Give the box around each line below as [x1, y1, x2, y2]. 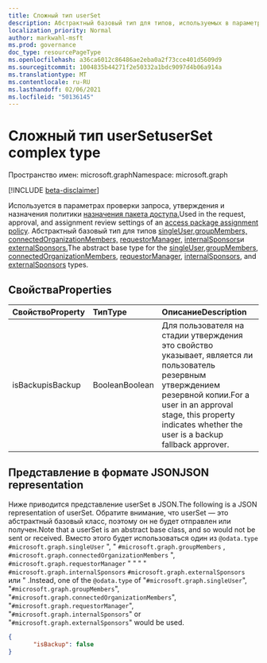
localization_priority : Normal [8, 26, 112, 34]
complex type [8, 144, 101, 162]
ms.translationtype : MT [8, 71, 87, 79]
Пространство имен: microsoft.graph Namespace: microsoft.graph [8, 170, 228, 179]
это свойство [161, 340, 214, 350]
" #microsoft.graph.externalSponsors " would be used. [8, 617, 185, 627]
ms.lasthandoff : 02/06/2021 [8, 85, 102, 94]
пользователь [161, 360, 216, 370]
